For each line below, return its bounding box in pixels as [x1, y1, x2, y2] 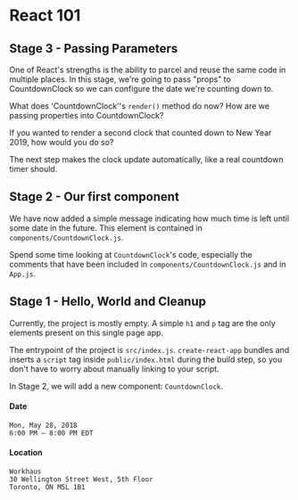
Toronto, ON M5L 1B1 [9, 483, 87, 492]
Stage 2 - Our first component [9, 189, 180, 205]
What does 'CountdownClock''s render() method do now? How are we [9, 101, 270, 111]
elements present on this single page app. [9, 327, 163, 338]
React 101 [9, 5, 81, 26]
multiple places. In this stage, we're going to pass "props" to [9, 74, 232, 85]
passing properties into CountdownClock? [9, 111, 164, 120]
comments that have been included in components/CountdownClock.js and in [9, 258, 286, 269]
